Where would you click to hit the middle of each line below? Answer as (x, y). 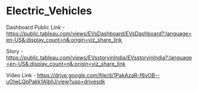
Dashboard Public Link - (35, 27)
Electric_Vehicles (49, 11)
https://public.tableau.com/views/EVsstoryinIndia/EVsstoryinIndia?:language (99, 57)
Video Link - (21, 75)
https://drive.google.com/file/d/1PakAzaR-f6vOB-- (98, 75)
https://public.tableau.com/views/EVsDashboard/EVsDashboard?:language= (99, 33)
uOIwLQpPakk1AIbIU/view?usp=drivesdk (56, 82)
